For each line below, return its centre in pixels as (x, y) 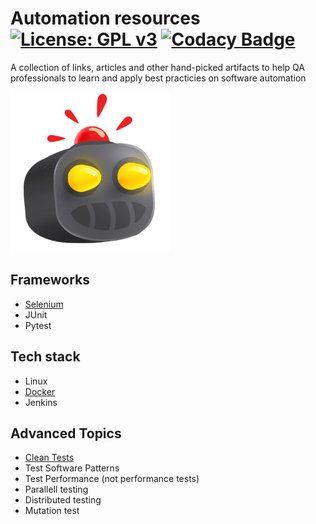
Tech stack (45, 357)
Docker (40, 391)
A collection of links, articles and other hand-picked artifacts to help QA (157, 67)
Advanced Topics (66, 433)
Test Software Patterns (72, 468)
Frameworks (50, 280)
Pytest (38, 325)
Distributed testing (63, 500)
